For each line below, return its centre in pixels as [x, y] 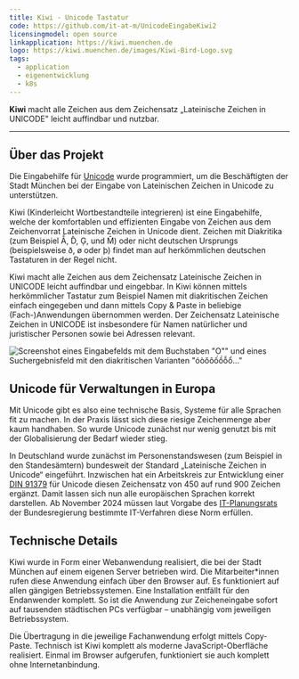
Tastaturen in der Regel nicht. [63, 260]
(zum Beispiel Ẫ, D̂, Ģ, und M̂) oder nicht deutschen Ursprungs [124, 241]
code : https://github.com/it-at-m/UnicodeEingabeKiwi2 [113, 26]
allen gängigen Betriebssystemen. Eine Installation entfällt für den [129, 591]
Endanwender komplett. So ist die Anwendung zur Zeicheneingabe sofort [144, 600]
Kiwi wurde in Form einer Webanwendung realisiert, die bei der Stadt [136, 562]
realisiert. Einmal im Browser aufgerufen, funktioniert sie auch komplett [139, 655]
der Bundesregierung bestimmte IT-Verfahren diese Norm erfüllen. [131, 512]
